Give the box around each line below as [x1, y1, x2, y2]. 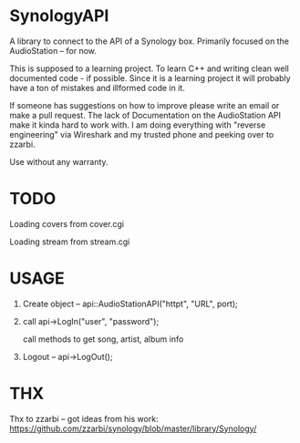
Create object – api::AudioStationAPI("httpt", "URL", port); [22, 298, 239, 309]
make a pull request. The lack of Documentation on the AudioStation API [9, 109, 281, 120]
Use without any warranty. [9, 156, 109, 167]
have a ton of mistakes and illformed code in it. [9, 82, 185, 93]
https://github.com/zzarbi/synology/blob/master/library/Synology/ [9, 423, 257, 434]
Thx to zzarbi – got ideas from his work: [9, 413, 159, 424]
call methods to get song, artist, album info [22, 334, 184, 345]
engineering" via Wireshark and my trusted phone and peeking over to [9, 129, 274, 139]
